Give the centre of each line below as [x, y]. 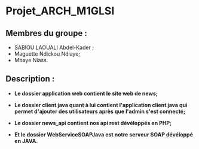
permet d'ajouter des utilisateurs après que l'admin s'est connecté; [100, 111]
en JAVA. [26, 141]
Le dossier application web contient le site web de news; [86, 93]
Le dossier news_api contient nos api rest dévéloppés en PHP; [93, 123]
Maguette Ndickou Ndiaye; [47, 54]
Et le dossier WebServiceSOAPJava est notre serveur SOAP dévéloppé [104, 134]
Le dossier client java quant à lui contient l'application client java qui [101, 105]
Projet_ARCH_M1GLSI [60, 11]
